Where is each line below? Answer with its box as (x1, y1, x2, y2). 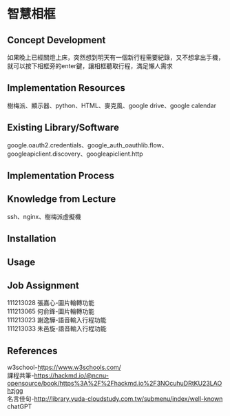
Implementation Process (7, 170, 115, 182)
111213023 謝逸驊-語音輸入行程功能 (7, 316, 107, 324)
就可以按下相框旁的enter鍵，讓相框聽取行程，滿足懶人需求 (7, 62, 174, 70)
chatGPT (7, 402, 32, 410)
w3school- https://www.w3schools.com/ (7, 363, 122, 372)
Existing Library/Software (7, 122, 119, 134)
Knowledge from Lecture (7, 194, 116, 205)
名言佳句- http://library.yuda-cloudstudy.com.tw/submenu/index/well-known (7, 395, 223, 403)
